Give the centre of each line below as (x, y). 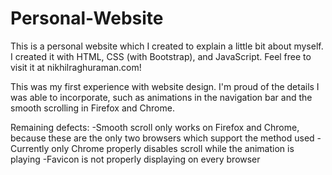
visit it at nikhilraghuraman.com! (76, 67)
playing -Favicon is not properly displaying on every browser (135, 159)
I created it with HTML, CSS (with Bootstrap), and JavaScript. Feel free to (161, 56)
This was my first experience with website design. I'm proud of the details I (165, 86)
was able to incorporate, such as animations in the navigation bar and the (161, 97)
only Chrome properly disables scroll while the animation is (173, 148)
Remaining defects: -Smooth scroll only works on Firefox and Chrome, (155, 127)
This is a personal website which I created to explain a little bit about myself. (167, 46)
